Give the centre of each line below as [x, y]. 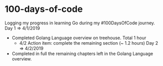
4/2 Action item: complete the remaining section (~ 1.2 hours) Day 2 [89, 43]
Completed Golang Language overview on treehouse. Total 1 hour [79, 38]
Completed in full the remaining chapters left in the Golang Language [82, 54]
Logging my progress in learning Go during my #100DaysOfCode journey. [80, 23]
